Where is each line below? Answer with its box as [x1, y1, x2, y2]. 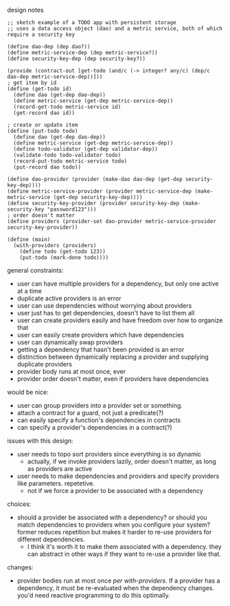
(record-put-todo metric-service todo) [13, 158, 128, 165]
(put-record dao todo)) [13, 164, 81, 171]
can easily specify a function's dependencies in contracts [16, 416, 181, 424]
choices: [7, 500, 32, 508]
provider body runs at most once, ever [16, 368, 126, 375]
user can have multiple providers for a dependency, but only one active [16, 280, 219, 288]
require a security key [7, 31, 76, 38]
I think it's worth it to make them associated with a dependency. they [27, 543, 222, 550]
